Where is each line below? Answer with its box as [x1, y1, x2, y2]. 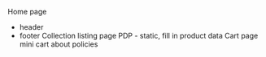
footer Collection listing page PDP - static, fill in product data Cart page [19, 31, 259, 40]
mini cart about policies [19, 39, 98, 49]
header [19, 22, 44, 31]
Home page [7, 7, 47, 16]
